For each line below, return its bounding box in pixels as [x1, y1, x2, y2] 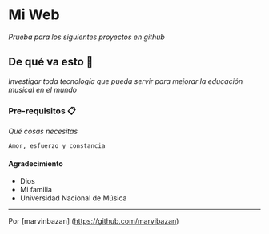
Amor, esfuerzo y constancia [8, 142, 106, 150]
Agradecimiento [8, 158, 64, 169]
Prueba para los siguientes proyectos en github [8, 32, 166, 42]
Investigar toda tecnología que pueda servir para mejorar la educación [8, 76, 243, 85]
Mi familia [19, 185, 52, 195]
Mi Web [8, 6, 60, 24]
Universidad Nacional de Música [19, 193, 127, 203]
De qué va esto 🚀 [8, 55, 94, 69]
